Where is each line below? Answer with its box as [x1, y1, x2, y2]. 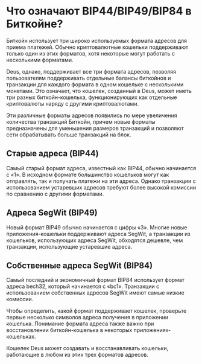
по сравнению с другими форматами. [6, 190, 104, 197]
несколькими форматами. [6, 56, 74, 63]
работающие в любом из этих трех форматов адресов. [6, 351, 149, 359]
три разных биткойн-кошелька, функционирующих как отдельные [6, 94, 177, 101]
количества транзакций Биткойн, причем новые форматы [6, 118, 156, 125]
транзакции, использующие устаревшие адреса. [6, 243, 133, 250]
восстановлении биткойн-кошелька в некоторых [6, 327, 133, 334]
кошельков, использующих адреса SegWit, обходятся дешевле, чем [6, 237, 183, 244]
